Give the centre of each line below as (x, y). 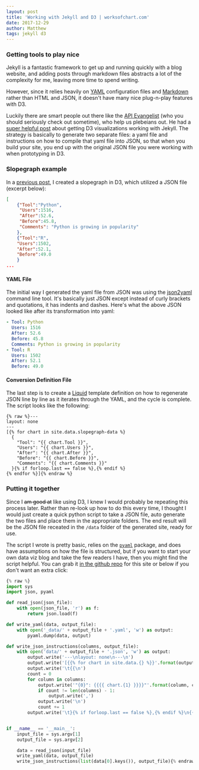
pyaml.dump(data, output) (60, 636)
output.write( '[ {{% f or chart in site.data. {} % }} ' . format (102, 663)
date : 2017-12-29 (28, 23)
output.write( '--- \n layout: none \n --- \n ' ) (81, 658)
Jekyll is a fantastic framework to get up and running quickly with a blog (94, 67)
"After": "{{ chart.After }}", (55, 453)
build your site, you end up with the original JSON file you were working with (99, 147)
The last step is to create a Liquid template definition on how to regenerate (97, 393)
